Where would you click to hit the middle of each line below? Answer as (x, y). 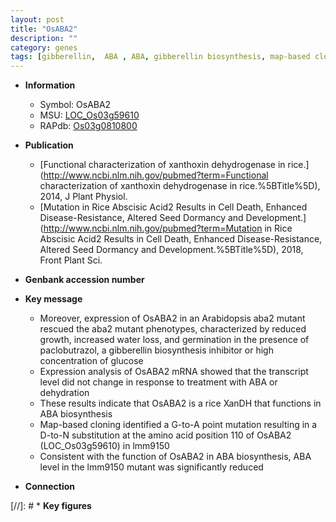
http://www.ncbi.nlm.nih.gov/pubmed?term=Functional (156, 175)
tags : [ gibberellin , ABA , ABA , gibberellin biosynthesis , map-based (160, 57)
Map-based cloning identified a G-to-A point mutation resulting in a (178, 425)
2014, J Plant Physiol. (83, 197)
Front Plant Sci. (71, 260)
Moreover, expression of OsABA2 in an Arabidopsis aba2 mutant (172, 318)
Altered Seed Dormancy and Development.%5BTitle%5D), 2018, (171, 250)
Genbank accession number (84, 280)
